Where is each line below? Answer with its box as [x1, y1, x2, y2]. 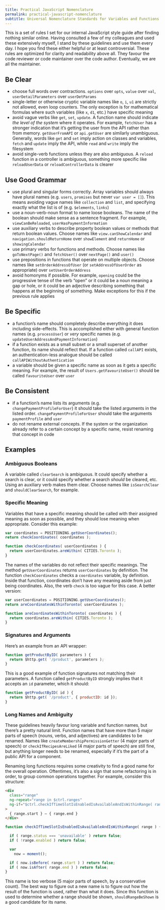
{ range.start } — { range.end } [9, 811, 78, 816]
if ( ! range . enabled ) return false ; [9, 838, 87, 843]
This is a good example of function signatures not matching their [5, 670, 136, 676]
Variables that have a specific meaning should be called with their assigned [5, 511, 158, 516]
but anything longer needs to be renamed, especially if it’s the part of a [5, 748, 149, 754]
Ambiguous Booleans [5, 460, 57, 467]
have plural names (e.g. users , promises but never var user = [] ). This [12, 194, 155, 199]
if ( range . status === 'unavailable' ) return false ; [9, 833, 122, 838]
